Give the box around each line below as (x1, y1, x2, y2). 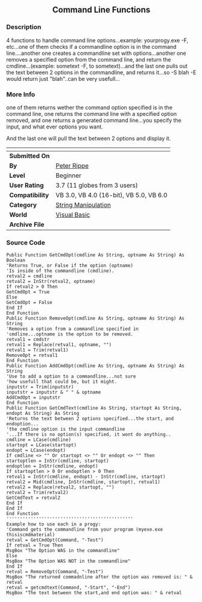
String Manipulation (55, 200, 112, 209)
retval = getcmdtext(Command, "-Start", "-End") (6, 585, 131, 591)
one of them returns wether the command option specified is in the (6, 104, 173, 111)
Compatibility (9, 191, 49, 199)
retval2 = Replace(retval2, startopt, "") (6, 484, 115, 490)
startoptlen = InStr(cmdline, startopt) (6, 458, 110, 464)
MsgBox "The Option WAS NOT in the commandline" (6, 558, 131, 565)
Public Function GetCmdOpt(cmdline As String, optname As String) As (6, 252, 185, 258)
